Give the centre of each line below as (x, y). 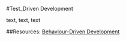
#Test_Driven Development (40, 9)
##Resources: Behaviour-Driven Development (63, 31)
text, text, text (23, 20)
